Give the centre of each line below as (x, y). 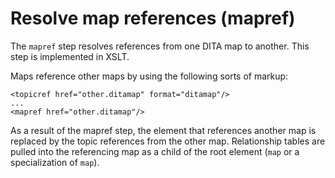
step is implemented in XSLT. (70, 56)
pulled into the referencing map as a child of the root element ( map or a (155, 151)
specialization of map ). (55, 162)
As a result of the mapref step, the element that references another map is (163, 130)
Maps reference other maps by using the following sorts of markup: (149, 76)
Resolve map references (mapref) (153, 18)
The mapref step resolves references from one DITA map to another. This (160, 46)
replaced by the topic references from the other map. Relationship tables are (168, 141)
